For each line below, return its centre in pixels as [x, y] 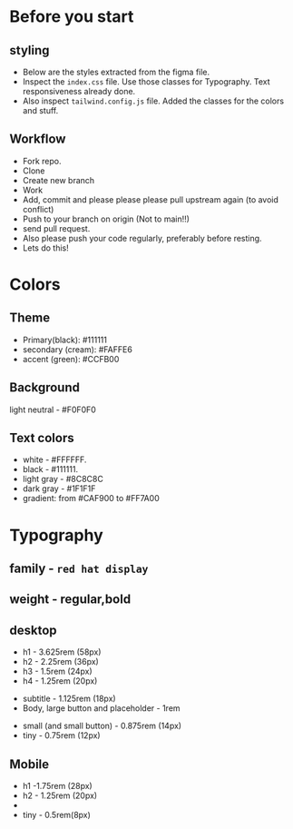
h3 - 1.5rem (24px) [57, 671]
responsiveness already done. [79, 91]
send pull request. [56, 228]
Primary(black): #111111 [64, 340]
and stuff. [40, 110]
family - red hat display [79, 569]
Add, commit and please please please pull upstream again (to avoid [151, 199]
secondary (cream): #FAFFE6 [78, 349]
